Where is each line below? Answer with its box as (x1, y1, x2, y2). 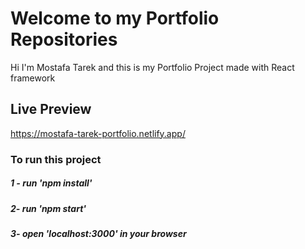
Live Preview (10, 101, 92, 118)
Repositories (10, 28, 118, 51)
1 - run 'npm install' (10, 177, 93, 189)
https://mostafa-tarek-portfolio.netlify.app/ (10, 127, 186, 139)
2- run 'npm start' (10, 202, 87, 214)
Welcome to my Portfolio (10, 7, 220, 30)
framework (10, 72, 56, 84)
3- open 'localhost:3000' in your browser (10, 228, 187, 240)
